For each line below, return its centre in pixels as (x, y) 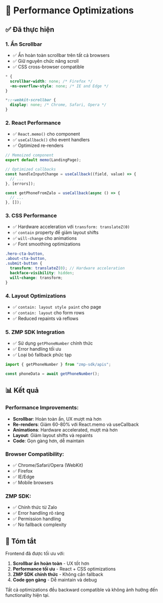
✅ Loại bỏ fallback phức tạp (42, 355)
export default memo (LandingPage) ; (43, 160)
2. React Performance (33, 123)
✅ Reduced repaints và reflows (45, 318)
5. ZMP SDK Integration (35, 332)
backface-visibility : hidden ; (42, 273)
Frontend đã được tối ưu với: (35, 554)
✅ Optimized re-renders (38, 145)
